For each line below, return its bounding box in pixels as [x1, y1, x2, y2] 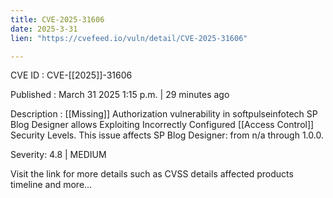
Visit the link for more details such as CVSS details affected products [10, 168, 294, 180]
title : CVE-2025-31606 [10, 14, 105, 25]
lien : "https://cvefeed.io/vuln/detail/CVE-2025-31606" [10, 33, 248, 43]
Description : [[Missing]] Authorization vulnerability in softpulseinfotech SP [10, 108, 318, 120]
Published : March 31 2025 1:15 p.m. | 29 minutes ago [10, 89, 230, 101]
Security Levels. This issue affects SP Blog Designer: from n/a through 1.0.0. [10, 129, 324, 141]
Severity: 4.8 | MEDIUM [10, 149, 107, 161]
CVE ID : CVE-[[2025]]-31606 [10, 69, 133, 81]
